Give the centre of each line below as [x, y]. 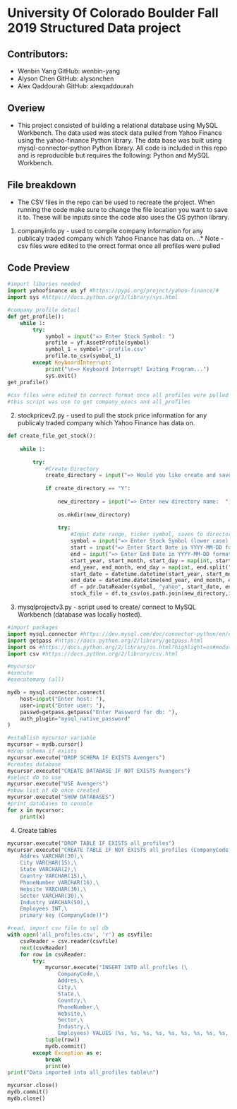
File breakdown [42, 185]
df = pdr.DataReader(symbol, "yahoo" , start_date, [146, 587]
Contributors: [38, 54]
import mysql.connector [42, 634]
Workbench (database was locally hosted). [80, 615]
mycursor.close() [33, 1086]
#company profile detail [44, 310]
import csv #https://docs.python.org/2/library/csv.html [93, 654]
